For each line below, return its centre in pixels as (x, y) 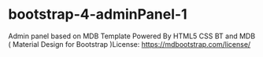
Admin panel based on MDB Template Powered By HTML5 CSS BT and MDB (132, 36)
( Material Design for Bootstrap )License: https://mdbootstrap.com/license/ (130, 44)
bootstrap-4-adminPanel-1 (98, 14)
